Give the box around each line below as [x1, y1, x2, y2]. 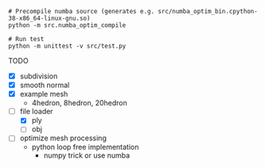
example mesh [19, 90, 68, 99]
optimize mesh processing [19, 133, 107, 143]
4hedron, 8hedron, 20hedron [31, 98, 127, 108]
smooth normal [19, 80, 70, 90]
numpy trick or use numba [43, 151, 131, 160]
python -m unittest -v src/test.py [8, 42, 127, 50]
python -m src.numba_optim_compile [8, 21, 127, 29]
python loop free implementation [31, 143, 139, 152]
